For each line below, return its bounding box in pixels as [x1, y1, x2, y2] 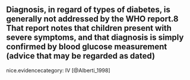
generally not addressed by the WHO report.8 [6, 14, 179, 24]
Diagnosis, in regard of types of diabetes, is [6, 5, 170, 15]
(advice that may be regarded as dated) [6, 51, 156, 61]
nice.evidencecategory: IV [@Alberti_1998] [6, 66, 111, 73]
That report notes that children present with [6, 23, 172, 33]
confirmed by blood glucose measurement [6, 41, 167, 52]
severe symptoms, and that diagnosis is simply [6, 33, 184, 43]
